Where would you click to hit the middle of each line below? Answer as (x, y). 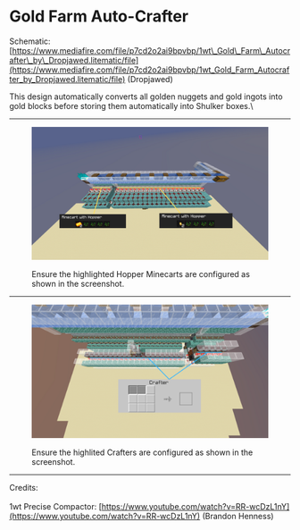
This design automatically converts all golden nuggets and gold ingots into (146, 97)
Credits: (24, 487)
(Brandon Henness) (238, 516)
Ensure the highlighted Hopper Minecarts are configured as (141, 274)
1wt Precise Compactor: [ (56, 506)
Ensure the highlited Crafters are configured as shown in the (142, 452)
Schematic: (30, 41)
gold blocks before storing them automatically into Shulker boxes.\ (131, 105)
